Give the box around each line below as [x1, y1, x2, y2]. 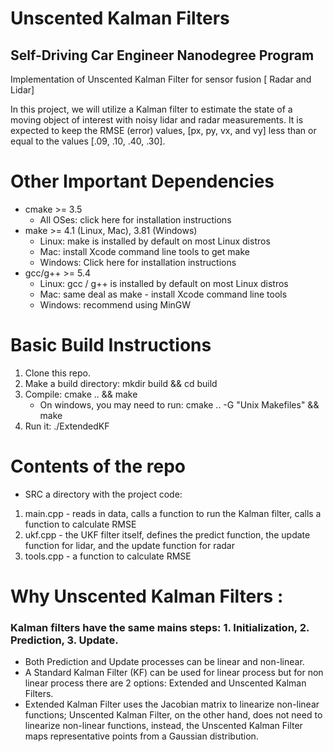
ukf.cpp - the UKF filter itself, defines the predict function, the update [24, 528, 311, 541]
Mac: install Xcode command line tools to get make [39, 245, 250, 257]
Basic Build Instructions [10, 334, 212, 357]
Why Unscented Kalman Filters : [10, 585, 284, 607]
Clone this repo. [24, 367, 91, 379]
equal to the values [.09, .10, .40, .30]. [10, 135, 166, 147]
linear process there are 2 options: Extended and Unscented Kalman [24, 677, 307, 689]
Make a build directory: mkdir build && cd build [24, 377, 218, 389]
